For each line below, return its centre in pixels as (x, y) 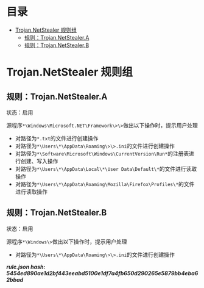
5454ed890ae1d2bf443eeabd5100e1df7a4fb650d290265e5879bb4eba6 (102, 273)
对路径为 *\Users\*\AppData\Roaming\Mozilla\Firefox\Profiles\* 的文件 (105, 184)
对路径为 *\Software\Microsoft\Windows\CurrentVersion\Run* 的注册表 (102, 153)
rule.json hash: (26, 267)
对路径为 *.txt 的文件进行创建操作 (57, 138)
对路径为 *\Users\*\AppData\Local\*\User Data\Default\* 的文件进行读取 (106, 168)
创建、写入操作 (39, 161)
